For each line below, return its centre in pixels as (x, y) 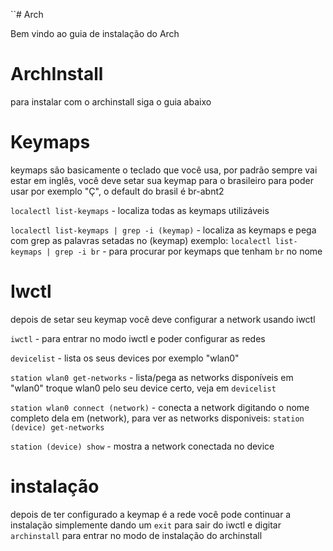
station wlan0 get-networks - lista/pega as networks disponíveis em (152, 377)
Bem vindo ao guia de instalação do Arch (95, 33)
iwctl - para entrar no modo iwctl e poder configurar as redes (138, 338)
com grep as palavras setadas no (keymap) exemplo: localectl (141, 240)
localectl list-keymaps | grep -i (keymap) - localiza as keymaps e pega (163, 230)
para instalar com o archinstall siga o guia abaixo (111, 101)
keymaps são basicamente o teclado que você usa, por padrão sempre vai (164, 170)
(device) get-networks (57, 427)
